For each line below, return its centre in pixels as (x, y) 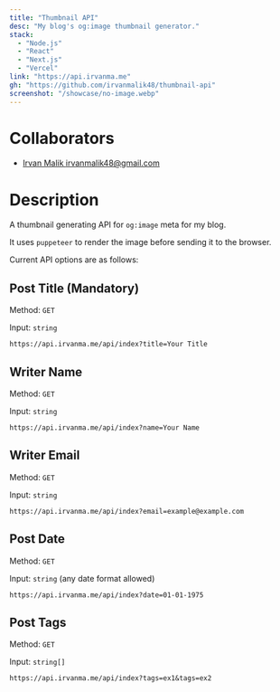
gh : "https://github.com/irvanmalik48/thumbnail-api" (113, 85)
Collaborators (62, 138)
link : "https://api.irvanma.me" (70, 77)
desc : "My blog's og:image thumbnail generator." (105, 26)
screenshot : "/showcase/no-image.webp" (84, 93)
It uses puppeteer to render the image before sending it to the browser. (140, 242)
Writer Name (46, 372)
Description (54, 199)
